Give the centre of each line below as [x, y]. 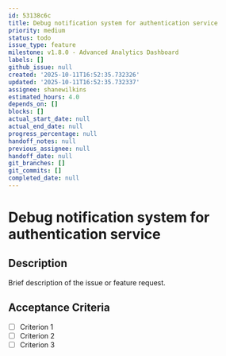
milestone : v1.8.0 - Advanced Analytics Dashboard [94, 52]
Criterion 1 [36, 327]
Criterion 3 [37, 344]
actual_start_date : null [49, 119]
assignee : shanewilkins [48, 89]
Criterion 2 [37, 335]
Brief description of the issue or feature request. [87, 282]
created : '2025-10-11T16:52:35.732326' [74, 75]
